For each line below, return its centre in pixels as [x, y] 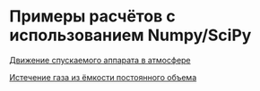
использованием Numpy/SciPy [130, 35]
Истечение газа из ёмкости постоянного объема [103, 77]
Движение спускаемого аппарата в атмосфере [100, 60]
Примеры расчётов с [93, 17]
